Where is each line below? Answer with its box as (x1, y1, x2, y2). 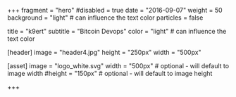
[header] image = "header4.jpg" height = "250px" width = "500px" (7, 48, 202, 56)
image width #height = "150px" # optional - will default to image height (7, 70, 213, 77)
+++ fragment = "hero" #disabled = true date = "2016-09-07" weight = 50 (7, 6, 223, 14)
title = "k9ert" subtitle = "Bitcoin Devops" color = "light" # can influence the (7, 27, 227, 35)
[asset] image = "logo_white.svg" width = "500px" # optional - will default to (7, 62, 230, 70)
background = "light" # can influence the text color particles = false (7, 13, 204, 22)
